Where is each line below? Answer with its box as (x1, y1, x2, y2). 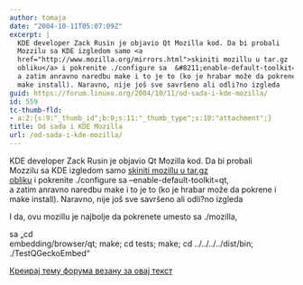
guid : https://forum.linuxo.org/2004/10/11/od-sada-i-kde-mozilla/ (9, 88, 269, 97)
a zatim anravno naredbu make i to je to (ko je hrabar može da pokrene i (9, 184, 277, 195)
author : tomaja (9, 13, 67, 23)
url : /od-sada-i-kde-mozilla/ (9, 131, 124, 140)
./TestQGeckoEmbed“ (9, 247, 90, 258)
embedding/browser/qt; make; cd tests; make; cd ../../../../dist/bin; (9, 238, 254, 249)
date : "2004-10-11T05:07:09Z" (9, 22, 124, 31)
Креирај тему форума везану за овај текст (9, 265, 173, 276)
